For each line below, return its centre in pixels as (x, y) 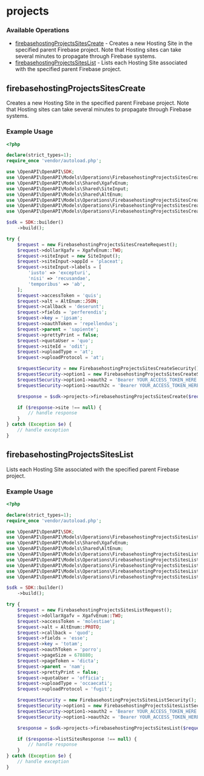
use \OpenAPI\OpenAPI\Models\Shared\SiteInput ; (68, 189)
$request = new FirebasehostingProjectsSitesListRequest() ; (95, 610)
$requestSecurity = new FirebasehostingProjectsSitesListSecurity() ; (107, 700)
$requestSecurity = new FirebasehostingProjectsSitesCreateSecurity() (108, 369)
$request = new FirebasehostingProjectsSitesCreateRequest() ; (97, 244)
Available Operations (38, 30)
